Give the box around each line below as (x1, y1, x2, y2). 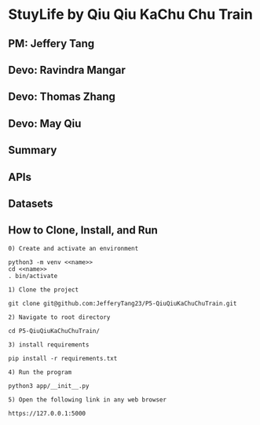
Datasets (8, 196, 53, 210)
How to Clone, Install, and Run (8, 224, 159, 237)
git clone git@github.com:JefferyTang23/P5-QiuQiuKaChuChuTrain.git (8, 299, 237, 307)
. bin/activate (8, 272, 58, 280)
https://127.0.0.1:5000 (8, 409, 86, 417)
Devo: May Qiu (8, 116, 82, 130)
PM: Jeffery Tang (8, 37, 95, 50)
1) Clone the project (8, 285, 79, 294)
